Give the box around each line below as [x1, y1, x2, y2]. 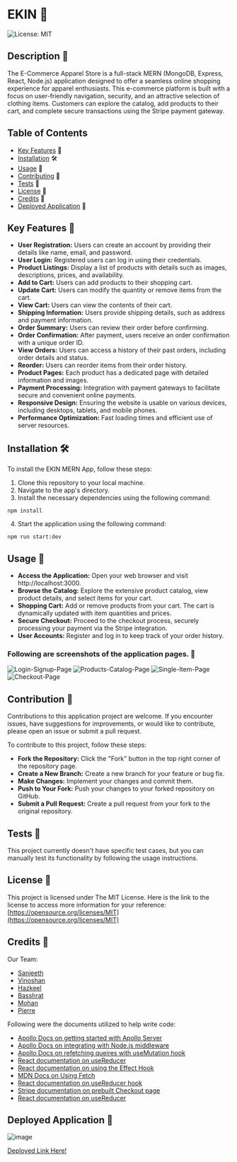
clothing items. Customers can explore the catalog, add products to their [7, 99, 219, 108]
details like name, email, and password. [17, 248, 133, 257]
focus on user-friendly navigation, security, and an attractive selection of [7, 91, 220, 100]
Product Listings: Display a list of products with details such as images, [17, 263, 228, 272]
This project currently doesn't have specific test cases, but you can [7, 846, 204, 854]
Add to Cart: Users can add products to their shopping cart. [17, 279, 193, 287]
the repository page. [17, 762, 78, 770]
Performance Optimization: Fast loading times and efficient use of [17, 414, 213, 422]
